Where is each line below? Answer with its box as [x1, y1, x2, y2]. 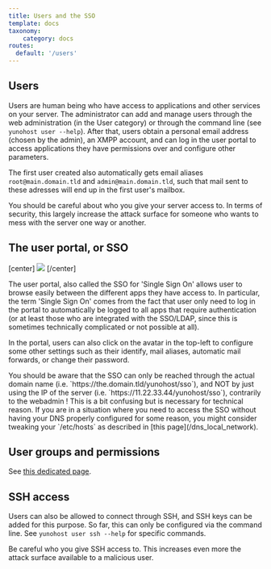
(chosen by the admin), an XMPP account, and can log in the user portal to [8, 135, 256, 144]
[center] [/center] [8, 263, 77, 273]
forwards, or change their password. [8, 354, 130, 364]
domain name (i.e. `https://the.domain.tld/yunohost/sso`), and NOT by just [8, 379, 254, 388]
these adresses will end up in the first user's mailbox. [8, 185, 186, 195]
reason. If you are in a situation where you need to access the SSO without [8, 404, 256, 414]
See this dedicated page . [8, 466, 91, 476]
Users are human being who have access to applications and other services [8, 100, 261, 110]
